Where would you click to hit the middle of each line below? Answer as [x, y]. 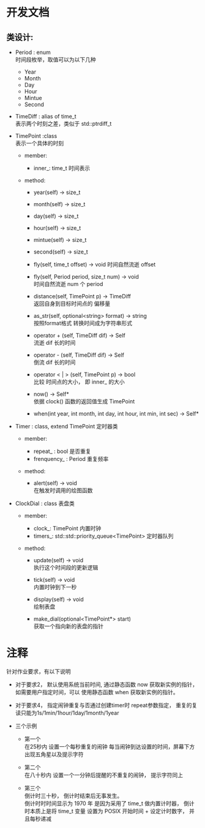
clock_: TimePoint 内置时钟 [67, 528]
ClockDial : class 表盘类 [45, 503]
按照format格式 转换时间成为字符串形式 [83, 323]
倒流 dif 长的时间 [54, 362]
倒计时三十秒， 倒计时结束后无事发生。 [73, 795]
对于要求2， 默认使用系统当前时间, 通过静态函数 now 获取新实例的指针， [106, 684]
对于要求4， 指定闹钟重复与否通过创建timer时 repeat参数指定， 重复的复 [106, 705]
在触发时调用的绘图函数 [63, 490]
